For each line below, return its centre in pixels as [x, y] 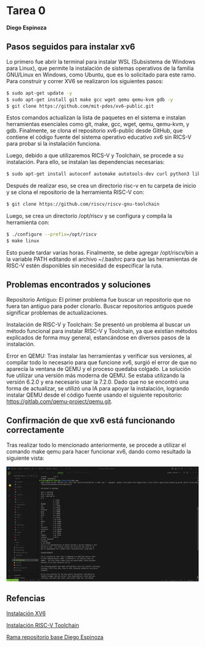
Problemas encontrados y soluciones [79, 285]
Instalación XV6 [26, 613]
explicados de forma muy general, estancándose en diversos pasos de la [98, 337]
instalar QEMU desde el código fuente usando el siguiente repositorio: [95, 395]
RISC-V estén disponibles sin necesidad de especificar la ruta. [85, 265]
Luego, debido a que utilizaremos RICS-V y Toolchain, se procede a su [95, 155]
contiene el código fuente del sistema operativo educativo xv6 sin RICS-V [99, 137]
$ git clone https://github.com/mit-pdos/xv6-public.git [80, 106]
